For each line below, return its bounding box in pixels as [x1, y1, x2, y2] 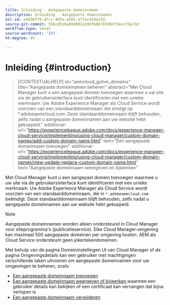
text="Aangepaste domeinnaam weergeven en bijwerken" [17, 164, 138, 170]
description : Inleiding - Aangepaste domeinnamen [5, 12, 112, 17]
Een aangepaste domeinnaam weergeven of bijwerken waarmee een [12, 278, 156, 284]
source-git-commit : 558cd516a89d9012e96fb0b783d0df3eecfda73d [5, 21, 139, 27]
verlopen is [12, 289, 36, 295]
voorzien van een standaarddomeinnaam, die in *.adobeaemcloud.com [5, 190, 149, 196]
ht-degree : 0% [5, 36, 35, 41]
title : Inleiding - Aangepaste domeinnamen [5, 7, 99, 13]
